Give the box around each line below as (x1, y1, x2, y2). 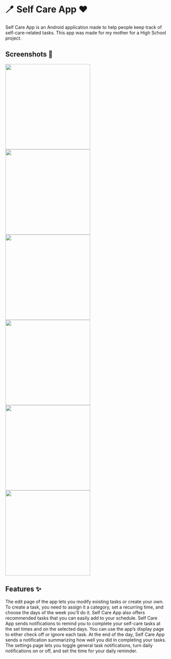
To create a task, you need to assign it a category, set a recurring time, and (5, 604, 164, 610)
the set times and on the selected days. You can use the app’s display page (5, 626, 164, 632)
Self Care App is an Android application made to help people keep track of (5, 24, 162, 30)
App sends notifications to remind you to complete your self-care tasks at (5, 620, 161, 627)
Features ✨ (5, 585, 41, 594)
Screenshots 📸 (5, 50, 53, 59)
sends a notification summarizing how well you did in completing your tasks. (5, 636, 166, 643)
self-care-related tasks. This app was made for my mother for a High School (5, 29, 166, 36)
